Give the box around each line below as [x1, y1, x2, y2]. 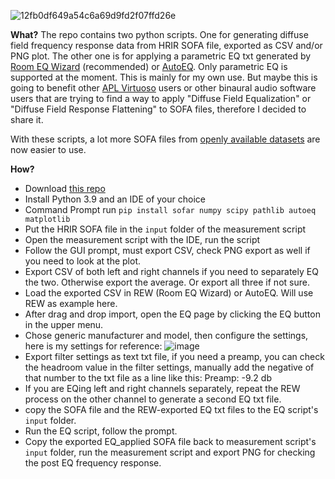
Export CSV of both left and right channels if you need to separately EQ [24, 266, 319, 277]
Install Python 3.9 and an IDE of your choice [24, 193, 206, 205]
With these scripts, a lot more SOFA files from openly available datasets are [10, 133, 321, 145]
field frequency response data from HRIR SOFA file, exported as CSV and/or [10, 40, 323, 51]
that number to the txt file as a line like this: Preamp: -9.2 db [24, 372, 272, 384]
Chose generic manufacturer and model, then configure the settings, [24, 330, 309, 341]
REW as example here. [24, 298, 118, 309]
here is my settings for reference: [24, 340, 163, 352]
